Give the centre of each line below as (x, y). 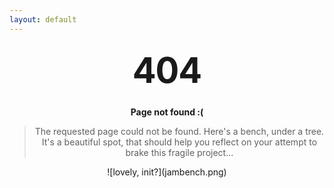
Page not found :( (167, 112)
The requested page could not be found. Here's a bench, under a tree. (179, 131)
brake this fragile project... (179, 152)
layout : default (43, 19)
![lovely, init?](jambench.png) (167, 172)
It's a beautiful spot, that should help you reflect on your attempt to (179, 142)
